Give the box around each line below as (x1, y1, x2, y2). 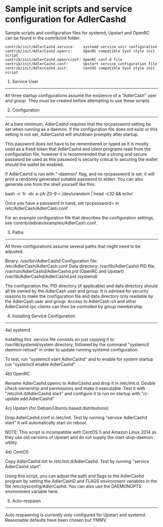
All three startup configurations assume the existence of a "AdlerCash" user (5, 92, 157, 98)
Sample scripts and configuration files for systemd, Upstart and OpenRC (5, 30, 150, 36)
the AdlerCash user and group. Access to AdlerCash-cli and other (5, 298, 137, 304)
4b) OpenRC (5, 371, 30, 377)
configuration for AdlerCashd (5, 14, 126, 25)
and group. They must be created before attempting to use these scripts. (5, 97, 151, 103)
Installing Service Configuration (12, 313, 75, 319)
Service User (12, 78, 39, 84)
